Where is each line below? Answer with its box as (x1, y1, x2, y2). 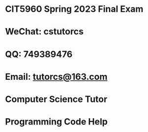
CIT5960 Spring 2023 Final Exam (5, 3, 144, 15)
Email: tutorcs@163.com (5, 71, 108, 82)
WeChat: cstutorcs (5, 26, 84, 37)
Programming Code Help (5, 116, 108, 128)
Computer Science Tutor (5, 94, 108, 104)
